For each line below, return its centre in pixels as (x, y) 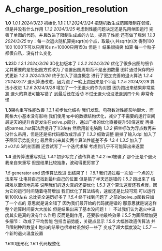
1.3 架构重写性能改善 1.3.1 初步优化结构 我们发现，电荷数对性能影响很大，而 (79, 110)
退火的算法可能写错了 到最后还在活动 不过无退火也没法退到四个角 (75, 93)
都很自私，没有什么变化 (28, 53)
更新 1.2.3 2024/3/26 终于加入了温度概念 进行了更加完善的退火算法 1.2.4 (81, 75)
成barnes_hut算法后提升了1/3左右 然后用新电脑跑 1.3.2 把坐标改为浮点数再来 (81, 128)
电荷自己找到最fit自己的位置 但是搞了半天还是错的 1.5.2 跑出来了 (86, 179)
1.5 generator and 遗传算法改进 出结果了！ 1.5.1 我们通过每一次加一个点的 (77, 173)
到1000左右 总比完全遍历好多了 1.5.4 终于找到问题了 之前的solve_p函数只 (77, 197)
